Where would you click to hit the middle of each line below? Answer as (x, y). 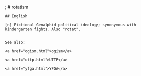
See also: (15, 42)
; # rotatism (17, 7)
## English (16, 16)
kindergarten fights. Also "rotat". (43, 29)
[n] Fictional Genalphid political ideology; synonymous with (70, 25)
